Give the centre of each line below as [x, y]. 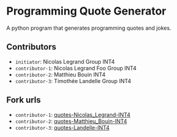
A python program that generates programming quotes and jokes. [89, 28]
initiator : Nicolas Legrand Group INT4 [65, 61]
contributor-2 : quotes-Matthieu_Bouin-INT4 [71, 121]
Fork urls [24, 100]
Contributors [31, 47]
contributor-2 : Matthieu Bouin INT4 [60, 75]
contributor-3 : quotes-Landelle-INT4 [62, 127]
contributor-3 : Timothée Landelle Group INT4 [73, 81]
